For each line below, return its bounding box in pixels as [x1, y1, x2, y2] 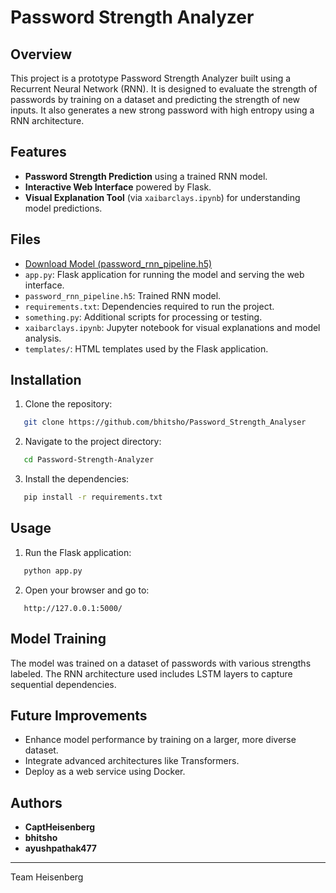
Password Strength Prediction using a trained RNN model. [24, 170, 268, 182]
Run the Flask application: [24, 546, 132, 558]
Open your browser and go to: [24, 584, 150, 596]
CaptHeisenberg [24, 821, 96, 833]
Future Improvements [10, 707, 148, 724]
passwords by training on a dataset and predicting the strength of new [10, 94, 301, 105]
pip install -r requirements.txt [23, 492, 163, 503]
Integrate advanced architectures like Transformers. [24, 755, 240, 767]
